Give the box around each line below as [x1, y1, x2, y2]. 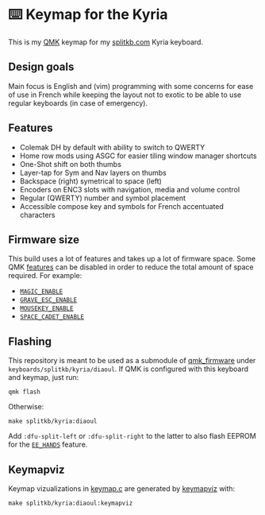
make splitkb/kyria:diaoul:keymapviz [8, 499, 133, 507]
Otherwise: [8, 402, 44, 412]
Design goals [8, 60, 75, 74]
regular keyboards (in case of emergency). [8, 98, 148, 107]
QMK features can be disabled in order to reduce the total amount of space [8, 262, 254, 272]
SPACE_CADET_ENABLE [19, 313, 85, 321]
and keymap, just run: [8, 373, 79, 382]
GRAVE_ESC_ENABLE [19, 296, 78, 304]
